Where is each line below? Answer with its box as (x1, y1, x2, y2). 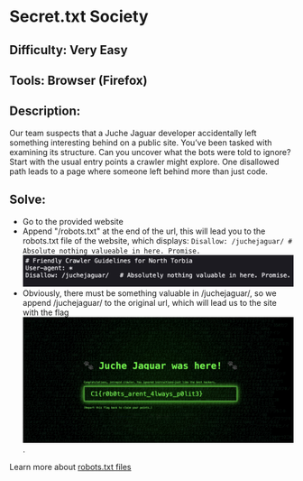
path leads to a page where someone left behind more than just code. (9, 165, 269, 177)
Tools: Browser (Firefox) (9, 72, 148, 88)
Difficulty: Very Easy (9, 42, 128, 58)
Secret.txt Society (9, 6, 149, 27)
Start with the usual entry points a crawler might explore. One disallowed (9, 156, 280, 167)
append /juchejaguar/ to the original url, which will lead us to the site (22, 298, 277, 309)
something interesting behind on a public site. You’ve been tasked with (9, 137, 272, 148)
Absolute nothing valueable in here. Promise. (22, 246, 201, 255)
